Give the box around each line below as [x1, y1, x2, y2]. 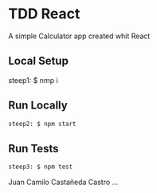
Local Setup [8, 54, 69, 68]
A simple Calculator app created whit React [8, 31, 151, 41]
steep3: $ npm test [8, 163, 73, 171]
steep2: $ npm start [8, 120, 77, 128]
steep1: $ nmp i [8, 75, 58, 85]
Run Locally [8, 99, 68, 112]
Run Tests [8, 141, 59, 156]
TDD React [8, 5, 80, 23]
